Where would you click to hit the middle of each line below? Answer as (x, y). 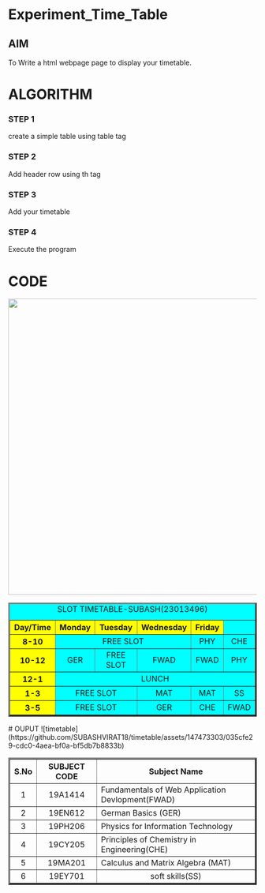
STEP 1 (21, 119)
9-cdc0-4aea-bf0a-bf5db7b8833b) (66, 746)
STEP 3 (22, 194)
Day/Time (33, 628)
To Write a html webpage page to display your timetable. (100, 62)
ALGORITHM (50, 94)
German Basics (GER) (141, 813)
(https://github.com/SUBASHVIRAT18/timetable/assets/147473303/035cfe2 (131, 737)
